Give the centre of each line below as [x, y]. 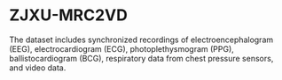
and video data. [38, 68]
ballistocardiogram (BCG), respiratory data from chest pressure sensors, [141, 58]
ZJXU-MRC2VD [69, 15]
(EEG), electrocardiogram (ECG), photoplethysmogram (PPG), [122, 48]
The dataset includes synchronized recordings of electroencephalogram [141, 40]
